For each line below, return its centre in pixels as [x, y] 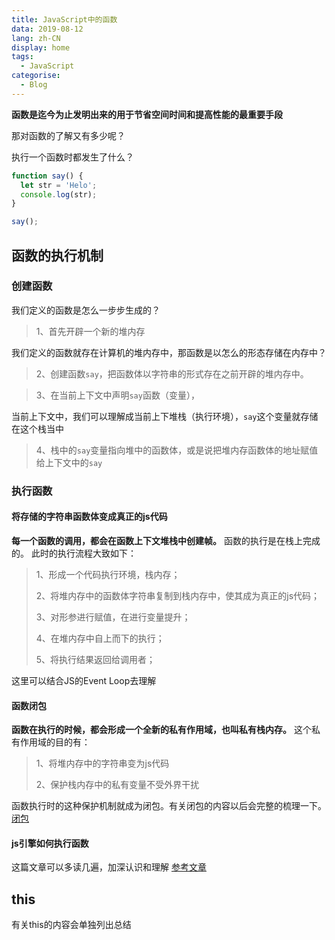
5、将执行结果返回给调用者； [95, 659]
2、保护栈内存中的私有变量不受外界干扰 [117, 785]
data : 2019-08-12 [47, 29]
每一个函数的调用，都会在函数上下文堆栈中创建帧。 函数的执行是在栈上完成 [166, 540]
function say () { [47, 176]
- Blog [34, 85]
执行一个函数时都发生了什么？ [72, 157]
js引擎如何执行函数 [50, 843]
